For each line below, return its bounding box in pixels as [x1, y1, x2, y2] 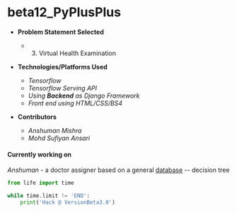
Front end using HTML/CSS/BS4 [28, 98, 122, 107]
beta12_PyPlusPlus [7, 4, 122, 21]
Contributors [17, 113, 57, 121]
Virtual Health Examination [38, 49, 117, 57]
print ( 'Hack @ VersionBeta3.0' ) [20, 199, 115, 206]
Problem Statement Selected [17, 28, 104, 36]
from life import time [7, 180, 74, 187]
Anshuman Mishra [28, 126, 82, 134]
